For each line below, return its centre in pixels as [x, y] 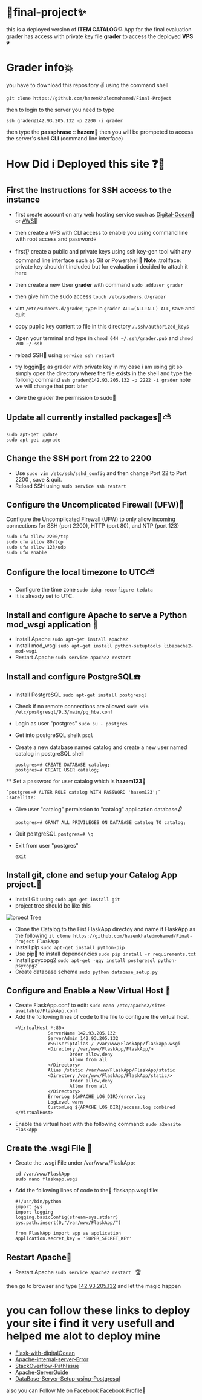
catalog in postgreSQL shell [49, 753]
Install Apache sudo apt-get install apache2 [71, 639]
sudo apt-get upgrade [34, 440]
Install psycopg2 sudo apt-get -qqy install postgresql [85, 960]
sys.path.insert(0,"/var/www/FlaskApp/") [68, 1223]
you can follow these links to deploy [98, 1311]
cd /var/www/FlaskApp [42, 1174]
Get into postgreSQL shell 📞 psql [54, 735]
